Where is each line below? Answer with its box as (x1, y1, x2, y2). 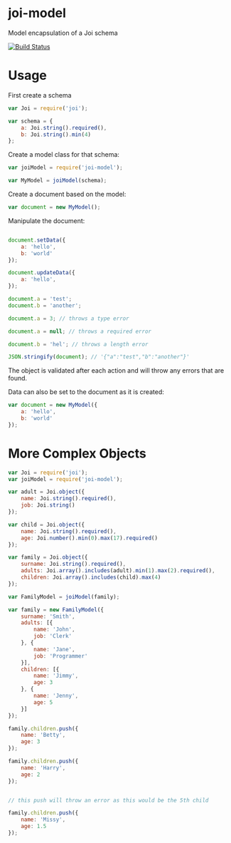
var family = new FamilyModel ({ (8, 606, 104, 614)
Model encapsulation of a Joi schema (8, 29, 118, 37)
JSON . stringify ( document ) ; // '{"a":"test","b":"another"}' (8, 353, 190, 361)
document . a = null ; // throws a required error (8, 328, 152, 335)
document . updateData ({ (8, 269, 75, 276)
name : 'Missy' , (21, 816, 66, 824)
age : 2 (21, 771, 41, 778)
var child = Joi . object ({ (8, 521, 85, 528)
